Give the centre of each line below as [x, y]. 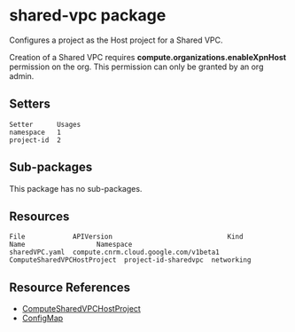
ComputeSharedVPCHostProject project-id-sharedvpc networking [130, 260]
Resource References [70, 287]
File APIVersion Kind [126, 237]
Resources [39, 216]
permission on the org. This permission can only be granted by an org [136, 67]
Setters [30, 104]
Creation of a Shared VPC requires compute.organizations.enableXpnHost [147, 57]
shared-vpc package [88, 16]
